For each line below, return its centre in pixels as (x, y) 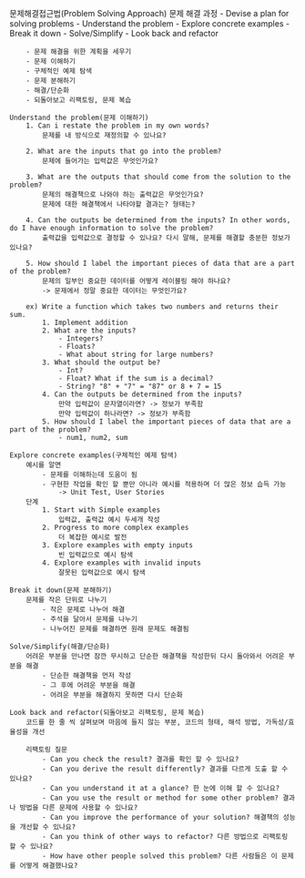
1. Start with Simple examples (102, 510)
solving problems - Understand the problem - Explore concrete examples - (149, 24)
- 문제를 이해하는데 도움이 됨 (90, 475)
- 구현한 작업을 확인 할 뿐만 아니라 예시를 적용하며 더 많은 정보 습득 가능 (164, 485)
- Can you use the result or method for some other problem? (161, 798)
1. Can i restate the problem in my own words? (117, 126)
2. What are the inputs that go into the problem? (124, 151)
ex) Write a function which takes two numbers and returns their (152, 307)
